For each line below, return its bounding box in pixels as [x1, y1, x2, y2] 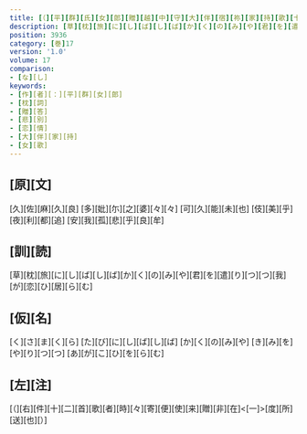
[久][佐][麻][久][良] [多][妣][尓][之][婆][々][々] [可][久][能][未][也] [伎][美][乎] [9, 203, 294, 214]
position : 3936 [9, 30, 68, 39]
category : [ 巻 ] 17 [9, 38, 75, 48]
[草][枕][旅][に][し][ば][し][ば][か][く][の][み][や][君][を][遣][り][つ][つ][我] [9, 270, 287, 281]
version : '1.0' [9, 48, 68, 57]
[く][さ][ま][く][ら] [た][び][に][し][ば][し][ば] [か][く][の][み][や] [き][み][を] [9, 336, 294, 347]
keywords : [9, 81, 48, 90]
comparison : [9, 65, 55, 74]
